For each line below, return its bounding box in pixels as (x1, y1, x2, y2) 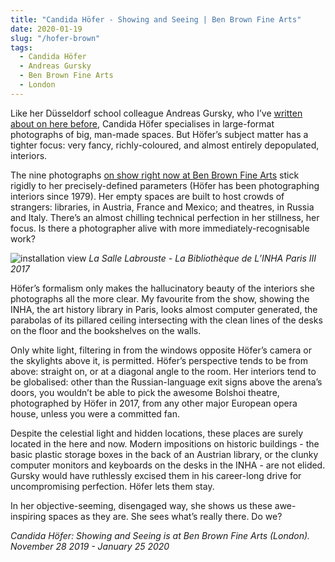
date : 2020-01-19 (10, 24, 83, 34)
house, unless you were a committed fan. (10, 407, 180, 420)
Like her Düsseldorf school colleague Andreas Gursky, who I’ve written (10, 107, 303, 119)
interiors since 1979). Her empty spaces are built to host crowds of (10, 190, 285, 202)
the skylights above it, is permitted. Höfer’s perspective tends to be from (10, 354, 308, 366)
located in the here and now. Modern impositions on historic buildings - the (10, 437, 320, 450)
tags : (10, 42, 33, 53)
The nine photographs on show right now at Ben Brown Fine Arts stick (10, 169, 300, 181)
